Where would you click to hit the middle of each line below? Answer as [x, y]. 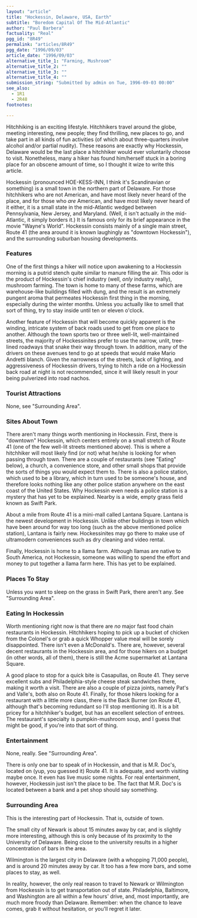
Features [19, 254]
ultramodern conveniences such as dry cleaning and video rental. [86, 539]
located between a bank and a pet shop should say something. [82, 790]
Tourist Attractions [34, 393]
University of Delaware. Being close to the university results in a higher [92, 842]
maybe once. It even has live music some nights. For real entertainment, [93, 777]
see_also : [18, 88]
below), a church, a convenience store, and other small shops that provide [96, 466]
